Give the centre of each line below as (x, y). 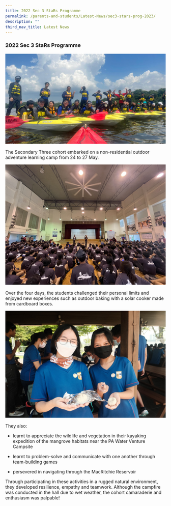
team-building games (35, 462)
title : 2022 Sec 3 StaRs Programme (43, 11)
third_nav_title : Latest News (37, 27)
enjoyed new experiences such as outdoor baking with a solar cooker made (84, 298)
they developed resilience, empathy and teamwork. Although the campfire (83, 487)
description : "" (22, 21)
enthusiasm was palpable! (33, 498)
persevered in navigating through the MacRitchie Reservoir (74, 471)
